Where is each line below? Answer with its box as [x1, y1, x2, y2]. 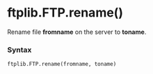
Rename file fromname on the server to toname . [7, 28, 147, 36]
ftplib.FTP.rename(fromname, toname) [7, 61, 117, 68]
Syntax [7, 45, 32, 55]
